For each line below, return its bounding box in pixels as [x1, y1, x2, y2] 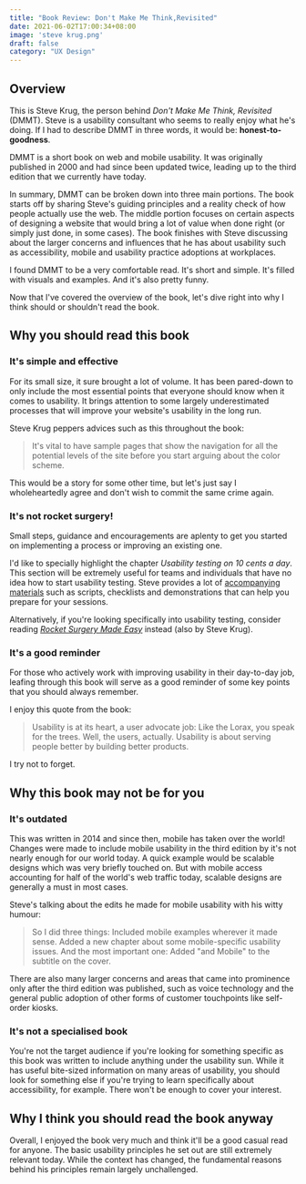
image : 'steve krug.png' [9, 30, 104, 39]
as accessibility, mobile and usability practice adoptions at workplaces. [9, 247, 276, 258]
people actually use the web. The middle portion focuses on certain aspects [9, 208, 295, 219]
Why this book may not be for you [9, 785, 205, 801]
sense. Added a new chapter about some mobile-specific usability [31, 935, 280, 947]
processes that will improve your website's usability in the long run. [9, 404, 262, 415]
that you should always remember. [9, 687, 139, 698]
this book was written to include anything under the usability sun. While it [9, 1056, 284, 1067]
